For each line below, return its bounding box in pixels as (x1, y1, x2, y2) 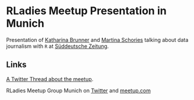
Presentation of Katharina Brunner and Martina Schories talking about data (6, 36, 189, 43)
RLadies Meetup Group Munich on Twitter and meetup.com (6, 87, 151, 94)
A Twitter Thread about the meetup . (6, 75, 94, 82)
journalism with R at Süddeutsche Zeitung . (6, 43, 109, 50)
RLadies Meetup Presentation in (6, 4, 167, 18)
